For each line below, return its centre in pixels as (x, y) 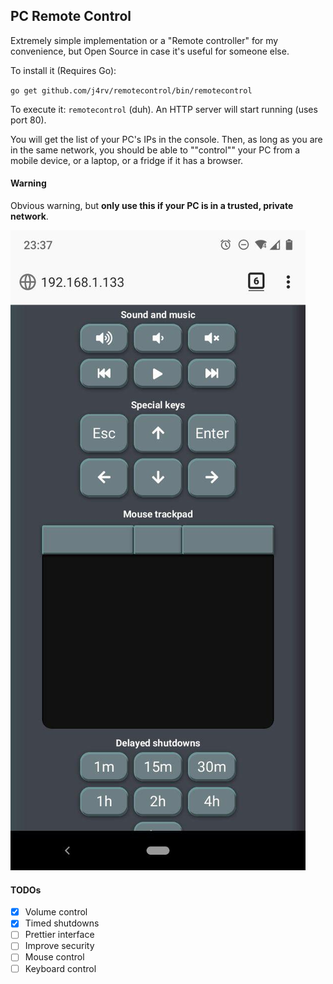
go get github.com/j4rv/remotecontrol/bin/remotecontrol (131, 90)
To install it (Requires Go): (63, 70)
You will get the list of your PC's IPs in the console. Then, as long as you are (166, 139)
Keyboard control (60, 968)
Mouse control (54, 957)
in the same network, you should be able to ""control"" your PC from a (155, 150)
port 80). (28, 120)
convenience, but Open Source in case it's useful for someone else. (150, 51)
